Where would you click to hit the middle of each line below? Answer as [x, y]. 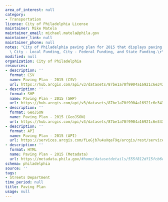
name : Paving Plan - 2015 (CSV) [43, 80]
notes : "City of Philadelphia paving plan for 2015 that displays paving [84, 47]
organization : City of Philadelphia [43, 61]
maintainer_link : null [29, 38]
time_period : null [24, 182]
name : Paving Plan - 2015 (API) [43, 136]
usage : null [17, 191]
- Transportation [23, 19]
